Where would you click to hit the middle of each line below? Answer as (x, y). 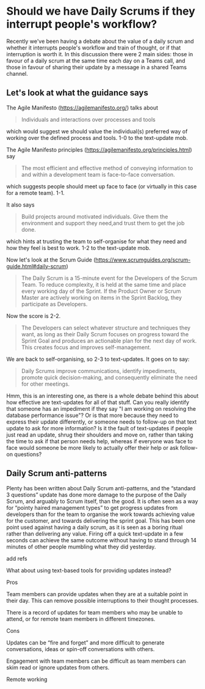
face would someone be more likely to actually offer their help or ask (92, 448)
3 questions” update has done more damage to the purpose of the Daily (97, 495)
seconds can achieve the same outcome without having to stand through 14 (102, 540)
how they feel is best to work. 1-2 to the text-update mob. (78, 248)
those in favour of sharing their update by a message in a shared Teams (97, 67)
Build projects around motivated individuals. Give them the (95, 216)
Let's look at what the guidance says (77, 93)
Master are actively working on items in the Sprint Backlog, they (101, 297)
